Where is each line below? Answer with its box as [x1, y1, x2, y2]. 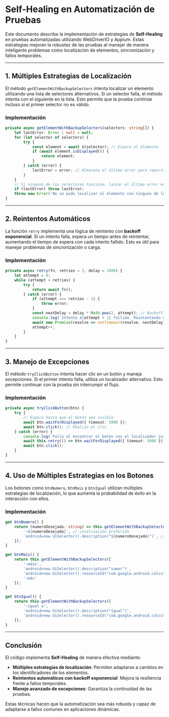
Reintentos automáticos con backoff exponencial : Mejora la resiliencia [12, 675, 161, 681]
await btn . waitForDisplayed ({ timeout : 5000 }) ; [23, 419, 127, 425]
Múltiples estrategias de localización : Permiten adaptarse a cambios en [12, 664, 163, 671]
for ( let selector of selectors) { [14, 135, 89, 140]
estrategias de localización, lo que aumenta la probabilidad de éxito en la [5, 490, 156, 496]
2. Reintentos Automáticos [5, 215, 91, 223]
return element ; [41, 154, 75, 159]
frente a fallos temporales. [12, 681, 67, 687]
